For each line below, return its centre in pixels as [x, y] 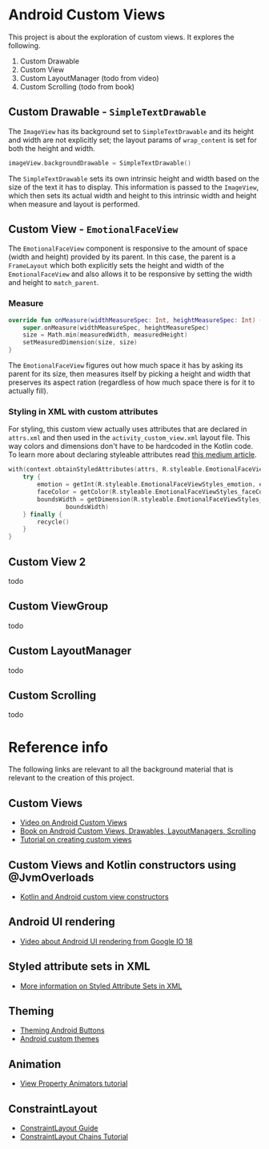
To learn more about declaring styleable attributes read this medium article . [132, 454]
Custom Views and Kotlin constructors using [122, 865]
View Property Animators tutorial [74, 1084]
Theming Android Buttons [62, 1030]
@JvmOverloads [51, 877]
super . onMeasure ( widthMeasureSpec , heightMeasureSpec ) [116, 328]
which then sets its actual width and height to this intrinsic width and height [132, 195]
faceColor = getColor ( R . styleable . [96, 492]
